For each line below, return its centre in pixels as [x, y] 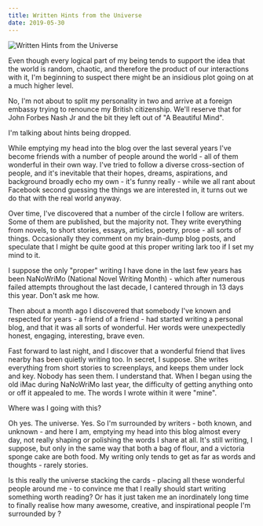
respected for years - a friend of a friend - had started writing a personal [126, 318]
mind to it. [24, 255]
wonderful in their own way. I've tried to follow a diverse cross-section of [126, 164]
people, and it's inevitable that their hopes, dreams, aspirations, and [118, 173]
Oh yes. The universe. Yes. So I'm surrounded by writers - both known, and [130, 423]
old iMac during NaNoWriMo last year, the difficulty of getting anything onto [131, 384]
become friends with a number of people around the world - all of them [123, 156]
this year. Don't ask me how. [54, 295]
